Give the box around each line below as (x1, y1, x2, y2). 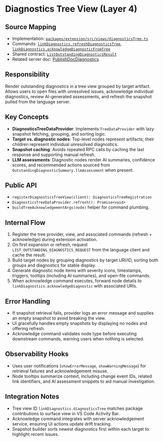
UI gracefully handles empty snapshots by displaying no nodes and (12, 320, 147, 326)
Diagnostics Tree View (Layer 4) (5, 3, 138, 15)
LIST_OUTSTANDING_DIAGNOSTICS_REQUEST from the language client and (12, 247, 150, 253)
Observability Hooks (5, 350, 69, 358)
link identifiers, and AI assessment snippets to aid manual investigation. (12, 378, 156, 384)
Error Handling (5, 297, 50, 305)
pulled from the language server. (5, 99, 71, 105)
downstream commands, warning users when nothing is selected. (12, 336, 145, 342)
